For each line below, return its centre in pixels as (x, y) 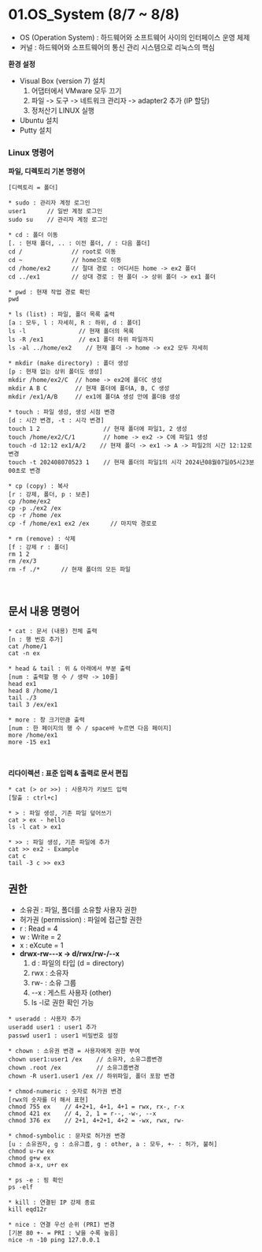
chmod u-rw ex (31, 1151)
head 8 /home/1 (33, 691)
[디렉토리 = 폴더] (33, 188)
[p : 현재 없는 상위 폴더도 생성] (55, 372)
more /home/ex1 (33, 736)
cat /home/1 (28, 647)
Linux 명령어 (31, 152)
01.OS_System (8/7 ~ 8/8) (94, 15)
